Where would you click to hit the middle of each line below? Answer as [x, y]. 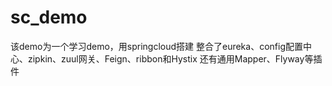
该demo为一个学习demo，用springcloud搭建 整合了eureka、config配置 [156, 46]
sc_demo [49, 17]
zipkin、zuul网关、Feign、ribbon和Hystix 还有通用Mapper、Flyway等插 [175, 58]
